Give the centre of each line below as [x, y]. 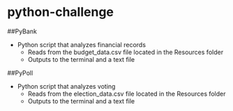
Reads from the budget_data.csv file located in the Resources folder [126, 52]
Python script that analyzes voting [66, 86]
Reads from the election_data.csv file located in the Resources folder [127, 94]
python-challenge [60, 12]
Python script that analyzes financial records [82, 44]
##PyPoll [20, 73]
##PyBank [22, 31]
